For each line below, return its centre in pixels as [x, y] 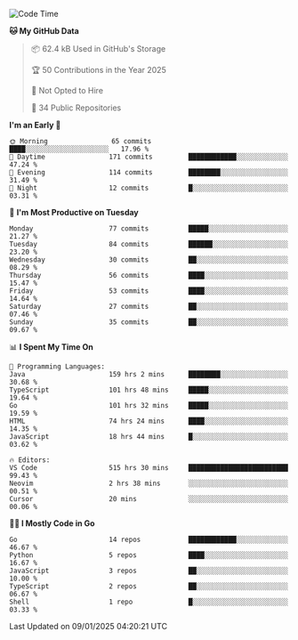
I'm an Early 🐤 [35, 125]
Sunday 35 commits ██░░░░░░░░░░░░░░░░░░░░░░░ [149, 322]
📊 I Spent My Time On [51, 347]
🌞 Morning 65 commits [81, 142]
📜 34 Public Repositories [76, 108]
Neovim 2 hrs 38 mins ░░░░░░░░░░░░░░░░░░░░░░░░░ [149, 483]
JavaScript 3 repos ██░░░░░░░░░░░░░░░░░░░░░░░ [149, 571]
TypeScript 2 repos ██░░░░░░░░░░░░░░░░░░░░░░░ [149, 587]
